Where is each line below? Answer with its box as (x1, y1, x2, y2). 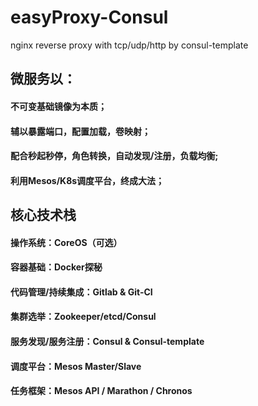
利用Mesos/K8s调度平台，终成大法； (10, 174, 165, 186)
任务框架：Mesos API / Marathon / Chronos (10, 385, 193, 397)
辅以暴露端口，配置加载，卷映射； (10, 125, 151, 137)
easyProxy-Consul (10, 6, 169, 29)
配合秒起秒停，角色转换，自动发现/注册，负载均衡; (10, 150, 219, 162)
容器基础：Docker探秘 (10, 261, 103, 273)
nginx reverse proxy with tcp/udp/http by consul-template (10, 39, 249, 51)
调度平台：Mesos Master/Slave (10, 360, 142, 372)
